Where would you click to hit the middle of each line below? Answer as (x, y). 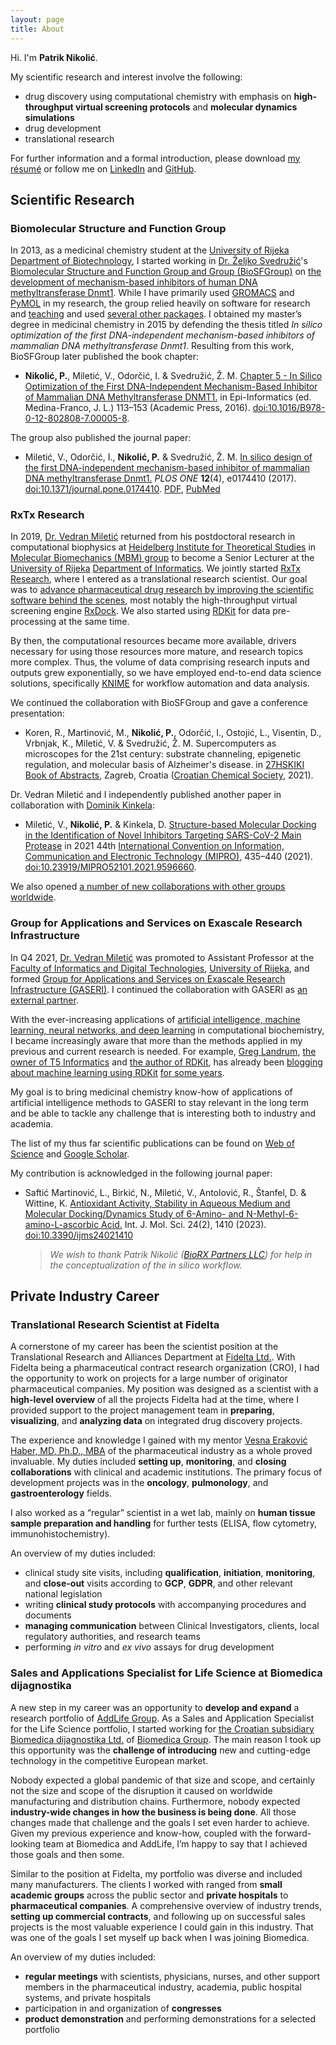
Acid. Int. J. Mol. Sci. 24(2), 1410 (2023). (184, 1224)
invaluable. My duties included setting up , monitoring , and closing (148, 1462)
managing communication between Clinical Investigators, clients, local (172, 1626)
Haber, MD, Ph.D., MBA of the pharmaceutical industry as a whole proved (161, 1451)
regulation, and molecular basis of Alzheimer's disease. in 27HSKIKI (164, 765)
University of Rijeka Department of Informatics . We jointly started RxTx (155, 568)
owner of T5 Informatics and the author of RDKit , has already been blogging (166, 1062)
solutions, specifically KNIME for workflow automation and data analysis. (160, 683)
